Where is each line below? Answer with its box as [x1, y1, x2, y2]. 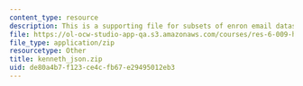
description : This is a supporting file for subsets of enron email [9, 21, 272, 30]
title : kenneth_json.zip [9, 55, 103, 64]
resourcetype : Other [9, 47, 87, 56]
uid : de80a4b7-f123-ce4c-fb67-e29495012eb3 [9, 64, 176, 73]
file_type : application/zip [9, 38, 115, 47]
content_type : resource [9, 13, 99, 22]
